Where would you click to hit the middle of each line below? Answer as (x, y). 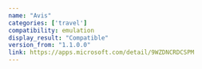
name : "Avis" (30, 15)
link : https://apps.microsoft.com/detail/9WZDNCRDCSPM (101, 52)
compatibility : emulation (51, 30)
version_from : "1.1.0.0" (50, 45)
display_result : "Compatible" (59, 38)
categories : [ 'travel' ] (48, 23)
